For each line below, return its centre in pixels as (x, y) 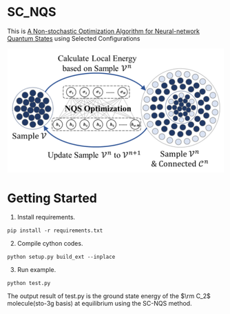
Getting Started (52, 198)
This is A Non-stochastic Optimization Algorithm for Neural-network (103, 31)
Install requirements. (46, 217)
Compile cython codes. (50, 244)
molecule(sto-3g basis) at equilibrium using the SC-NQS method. (100, 304)
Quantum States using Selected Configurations (74, 38)
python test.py (29, 284)
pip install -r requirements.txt (55, 231)
